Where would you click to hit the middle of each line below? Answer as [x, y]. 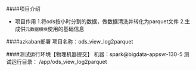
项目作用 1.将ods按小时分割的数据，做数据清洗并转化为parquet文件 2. [100, 21]
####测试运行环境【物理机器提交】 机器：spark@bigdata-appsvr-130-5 [94, 54]
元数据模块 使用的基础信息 [55, 29]
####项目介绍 [23, 9]
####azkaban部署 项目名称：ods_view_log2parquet [70, 41]
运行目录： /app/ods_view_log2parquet [59, 62]
